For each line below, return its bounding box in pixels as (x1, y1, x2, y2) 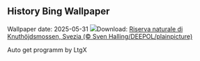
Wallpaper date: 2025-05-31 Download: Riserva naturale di (7, 24, 183, 33)
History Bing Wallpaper (7, 6, 110, 17)
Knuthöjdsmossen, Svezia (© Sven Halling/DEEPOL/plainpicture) (7, 32, 193, 40)
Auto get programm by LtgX (7, 45, 87, 54)
